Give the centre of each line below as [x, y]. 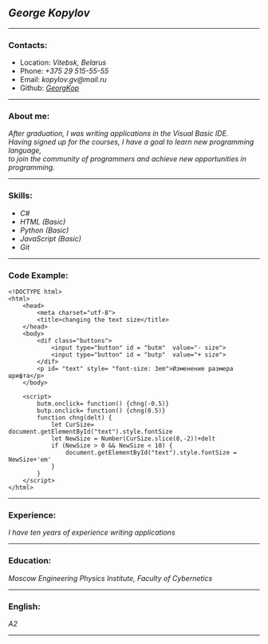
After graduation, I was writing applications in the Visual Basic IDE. [118, 133]
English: [25, 606]
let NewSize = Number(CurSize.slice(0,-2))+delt [133, 439]
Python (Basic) [44, 230]
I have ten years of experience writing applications [92, 533]
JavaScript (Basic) [51, 238]
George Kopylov [49, 13]
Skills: [21, 196]
